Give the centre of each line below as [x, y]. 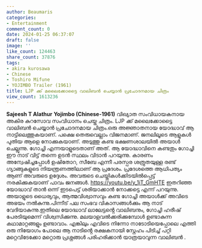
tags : [13, 63]
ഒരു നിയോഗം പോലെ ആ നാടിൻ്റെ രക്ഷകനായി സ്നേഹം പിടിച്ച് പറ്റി [89, 230]
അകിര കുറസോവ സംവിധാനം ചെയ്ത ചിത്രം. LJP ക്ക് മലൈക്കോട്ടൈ [89, 121]
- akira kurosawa [28, 68]
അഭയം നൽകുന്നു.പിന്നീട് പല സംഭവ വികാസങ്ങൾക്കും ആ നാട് [85, 203]
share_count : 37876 [31, 57]
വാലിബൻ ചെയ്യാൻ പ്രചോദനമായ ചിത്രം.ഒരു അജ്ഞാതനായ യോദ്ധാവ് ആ [100, 128]
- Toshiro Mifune [28, 80]
